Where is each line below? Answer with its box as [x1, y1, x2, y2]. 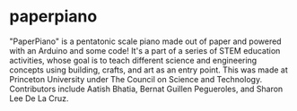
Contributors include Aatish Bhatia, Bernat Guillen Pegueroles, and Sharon [9, 83, 284, 94]
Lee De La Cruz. [9, 92, 69, 104]
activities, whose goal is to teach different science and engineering [9, 55, 258, 65]
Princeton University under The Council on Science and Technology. [9, 73, 263, 84]
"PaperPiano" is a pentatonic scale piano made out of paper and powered [9, 36, 282, 47]
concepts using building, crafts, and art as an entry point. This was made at [9, 64, 289, 75]
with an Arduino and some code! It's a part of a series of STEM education [9, 45, 281, 55]
